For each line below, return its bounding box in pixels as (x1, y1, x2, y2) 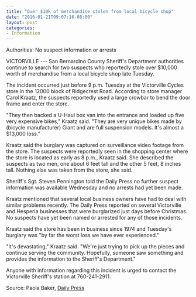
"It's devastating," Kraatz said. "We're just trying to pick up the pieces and (6, 243, 185, 250)
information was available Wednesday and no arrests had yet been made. (6, 184, 183, 191)
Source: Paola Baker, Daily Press (6, 285, 85, 292)
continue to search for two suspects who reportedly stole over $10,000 (6, 64, 177, 71)
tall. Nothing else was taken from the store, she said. (6, 166, 133, 173)
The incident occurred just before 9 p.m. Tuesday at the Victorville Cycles (6, 81, 184, 88)
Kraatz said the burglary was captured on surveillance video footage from (6, 142, 184, 149)
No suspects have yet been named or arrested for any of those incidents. (6, 214, 183, 221)
